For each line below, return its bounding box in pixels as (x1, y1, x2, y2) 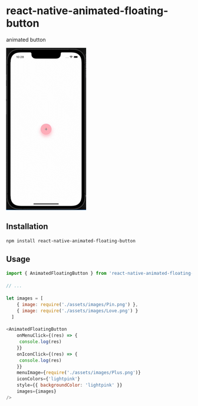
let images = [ (6, 295, 44, 301)
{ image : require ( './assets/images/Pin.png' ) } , (16, 301, 138, 307)
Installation (6, 222, 48, 232)
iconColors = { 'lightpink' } (16, 376, 81, 382)
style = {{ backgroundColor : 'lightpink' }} (16, 382, 123, 388)
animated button (6, 36, 46, 43)
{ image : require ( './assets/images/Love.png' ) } (16, 308, 138, 314)
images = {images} (16, 388, 57, 395)
